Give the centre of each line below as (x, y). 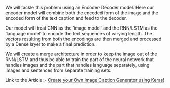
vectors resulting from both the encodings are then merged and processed (83, 39)
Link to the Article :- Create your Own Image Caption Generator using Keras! (85, 80)
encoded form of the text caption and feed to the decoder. (66, 18)
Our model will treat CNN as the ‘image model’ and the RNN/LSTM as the (81, 28)
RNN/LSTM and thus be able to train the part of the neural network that (79, 60)
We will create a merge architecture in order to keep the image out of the (81, 54)
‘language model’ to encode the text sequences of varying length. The (79, 33)
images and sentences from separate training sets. (58, 70)
